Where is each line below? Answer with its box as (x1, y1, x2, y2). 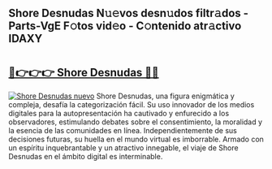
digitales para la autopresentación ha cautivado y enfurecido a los (8, 109, 230, 118)
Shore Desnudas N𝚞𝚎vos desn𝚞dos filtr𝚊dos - (8, 6, 249, 20)
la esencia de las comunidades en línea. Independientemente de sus (8, 126, 238, 135)
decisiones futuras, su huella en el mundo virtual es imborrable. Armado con (8, 134, 264, 144)
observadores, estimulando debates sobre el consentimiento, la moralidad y (8, 117, 262, 127)
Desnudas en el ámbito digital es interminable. (8, 152, 163, 161)
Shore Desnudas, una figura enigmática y (96, 91, 235, 101)
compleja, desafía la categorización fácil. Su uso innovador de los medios (8, 100, 255, 109)
